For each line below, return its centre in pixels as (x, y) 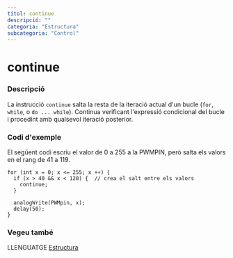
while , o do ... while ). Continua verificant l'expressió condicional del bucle (116, 111)
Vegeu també (30, 232)
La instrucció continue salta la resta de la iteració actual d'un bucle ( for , (111, 104)
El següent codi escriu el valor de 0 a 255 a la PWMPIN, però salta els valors (116, 152)
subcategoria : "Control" (43, 33)
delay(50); (29, 209)
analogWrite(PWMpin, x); (49, 203)
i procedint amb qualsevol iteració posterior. (70, 119)
